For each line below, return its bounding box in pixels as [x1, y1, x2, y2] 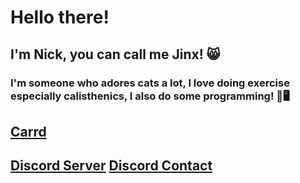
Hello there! [10, 6, 110, 29]
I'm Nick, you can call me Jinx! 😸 [10, 46, 221, 63]
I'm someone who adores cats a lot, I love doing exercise [10, 76, 290, 90]
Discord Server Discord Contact [10, 157, 213, 175]
